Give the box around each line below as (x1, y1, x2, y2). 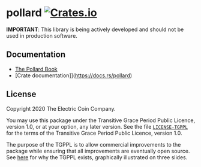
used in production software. (6, 32, 78, 39)
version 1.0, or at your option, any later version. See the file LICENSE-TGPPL (6, 123, 188, 130)
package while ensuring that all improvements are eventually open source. (6, 147, 190, 154)
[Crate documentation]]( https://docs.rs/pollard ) (14, 72, 133, 79)
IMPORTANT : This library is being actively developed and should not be (6, 26, 184, 33)
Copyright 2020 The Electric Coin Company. (6, 105, 116, 112)
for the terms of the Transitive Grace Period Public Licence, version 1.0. (6, 129, 182, 136)
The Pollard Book (14, 65, 58, 72)
